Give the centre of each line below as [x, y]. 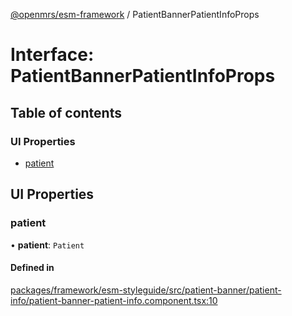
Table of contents [66, 112]
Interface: [52, 55]
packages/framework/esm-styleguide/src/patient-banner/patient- [146, 290]
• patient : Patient [47, 245]
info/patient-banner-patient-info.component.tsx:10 [114, 300]
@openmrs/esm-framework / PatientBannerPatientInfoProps [135, 14]
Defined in [32, 268]
